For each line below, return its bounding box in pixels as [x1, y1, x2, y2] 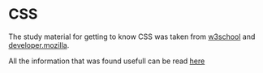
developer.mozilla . [8, 40, 70, 49]
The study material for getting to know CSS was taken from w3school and [8, 32, 256, 41]
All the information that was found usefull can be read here [8, 56, 205, 66]
